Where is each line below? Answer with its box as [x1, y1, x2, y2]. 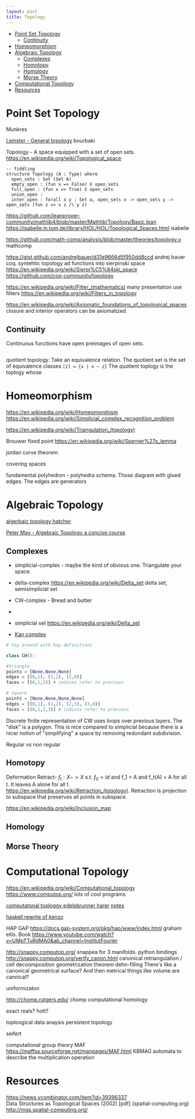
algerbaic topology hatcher [6, 518, 71, 525]
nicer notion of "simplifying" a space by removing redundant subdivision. [6, 730, 182, 737]
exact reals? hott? [6, 1008, 48, 1015]
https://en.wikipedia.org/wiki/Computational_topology [6, 885, 135, 892]
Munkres [6, 126, 27, 133]
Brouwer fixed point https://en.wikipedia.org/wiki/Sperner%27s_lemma [6, 437, 177, 445]
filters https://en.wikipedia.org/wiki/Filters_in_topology [6, 290, 137, 297]
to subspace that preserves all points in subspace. [6, 793, 127, 800]
